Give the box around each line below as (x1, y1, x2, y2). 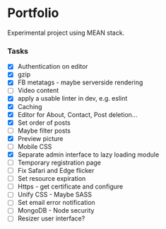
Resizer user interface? (17, 214, 85, 223)
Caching (17, 102, 42, 111)
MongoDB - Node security (17, 206, 95, 215)
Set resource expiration (17, 174, 86, 183)
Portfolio (7, 5, 59, 21)
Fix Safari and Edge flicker (17, 167, 95, 175)
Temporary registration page (17, 158, 101, 167)
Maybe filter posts (17, 126, 71, 135)
